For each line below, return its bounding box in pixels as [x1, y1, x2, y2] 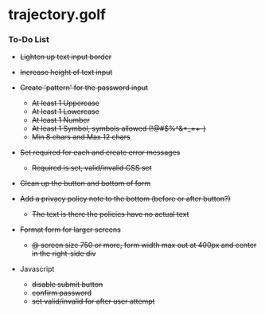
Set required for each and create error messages [19, 147, 181, 157]
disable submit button [31, 280, 103, 289]
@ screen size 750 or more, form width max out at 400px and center [31, 241, 257, 250]
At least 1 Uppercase [31, 98, 99, 108]
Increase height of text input [19, 68, 113, 77]
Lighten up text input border [19, 52, 112, 61]
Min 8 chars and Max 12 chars [31, 132, 131, 142]
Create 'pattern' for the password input [19, 83, 149, 92]
